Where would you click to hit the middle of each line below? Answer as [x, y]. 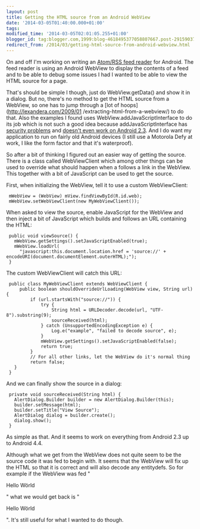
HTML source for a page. [37, 80]
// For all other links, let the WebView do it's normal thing [110, 357]
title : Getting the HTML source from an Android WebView [78, 17]
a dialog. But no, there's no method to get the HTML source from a [88, 98]
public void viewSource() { [43, 236]
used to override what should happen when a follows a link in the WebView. [99, 167]
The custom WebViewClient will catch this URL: [64, 273]
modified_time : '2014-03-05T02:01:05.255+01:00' [68, 34]
